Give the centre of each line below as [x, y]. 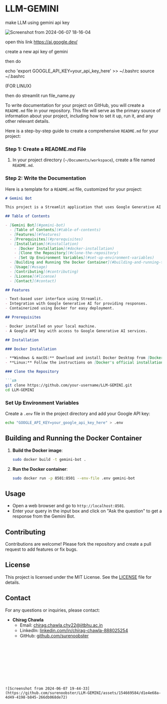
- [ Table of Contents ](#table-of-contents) [55, 230]
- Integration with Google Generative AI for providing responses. [77, 304]
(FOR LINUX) [18, 86]
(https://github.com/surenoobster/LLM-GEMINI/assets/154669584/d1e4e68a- [83, 693]
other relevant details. [28, 121]
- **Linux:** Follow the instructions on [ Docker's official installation [84, 362]
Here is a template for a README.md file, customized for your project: [74, 189]
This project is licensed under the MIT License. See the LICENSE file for [79, 577]
